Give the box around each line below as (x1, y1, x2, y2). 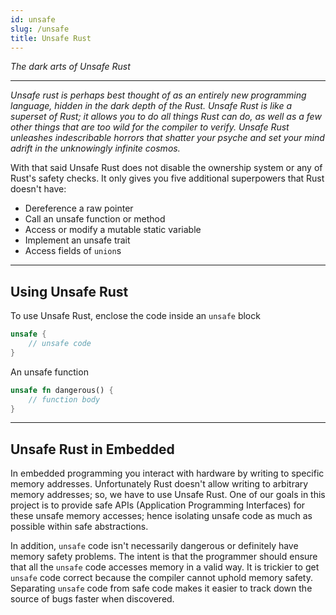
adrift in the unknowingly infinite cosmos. (10, 142, 181, 155)
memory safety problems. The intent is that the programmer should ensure (10, 551, 318, 563)
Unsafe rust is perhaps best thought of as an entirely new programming (10, 89, 307, 101)
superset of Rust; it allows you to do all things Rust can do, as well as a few (10, 111, 322, 123)
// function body (28, 394, 101, 405)
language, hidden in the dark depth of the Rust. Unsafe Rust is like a (10, 100, 293, 112)
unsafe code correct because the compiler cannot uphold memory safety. (10, 572, 313, 584)
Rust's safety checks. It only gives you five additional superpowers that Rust (10, 172, 325, 185)
